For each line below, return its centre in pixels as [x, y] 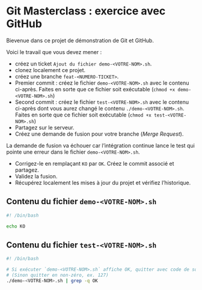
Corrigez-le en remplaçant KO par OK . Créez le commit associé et [94, 163]
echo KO [16, 226]
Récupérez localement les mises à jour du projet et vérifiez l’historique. [103, 183]
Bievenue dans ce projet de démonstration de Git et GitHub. [80, 40]
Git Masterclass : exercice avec [86, 11]
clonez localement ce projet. [50, 70]
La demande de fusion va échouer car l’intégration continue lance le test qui [101, 145]
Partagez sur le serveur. [44, 127]
